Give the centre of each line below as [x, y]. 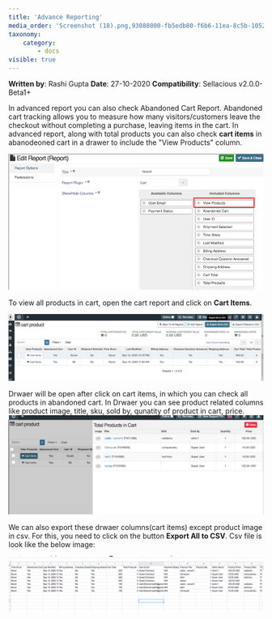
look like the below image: [52, 545]
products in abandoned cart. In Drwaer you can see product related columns [136, 402]
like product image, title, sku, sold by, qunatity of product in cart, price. [127, 411]
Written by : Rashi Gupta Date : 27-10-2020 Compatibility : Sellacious [123, 84]
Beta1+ [20, 92]
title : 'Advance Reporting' [56, 17]
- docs [49, 51]
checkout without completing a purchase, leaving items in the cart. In [123, 125]
